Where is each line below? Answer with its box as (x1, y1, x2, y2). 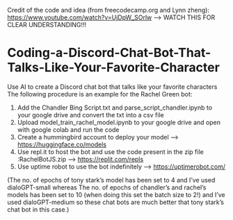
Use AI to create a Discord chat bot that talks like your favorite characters (7, 83, 218, 91)
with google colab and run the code (17, 125, 120, 134)
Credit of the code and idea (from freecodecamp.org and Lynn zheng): (7, 6, 210, 14)
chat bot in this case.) (7, 205, 70, 214)
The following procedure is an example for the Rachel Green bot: (7, 90, 193, 98)
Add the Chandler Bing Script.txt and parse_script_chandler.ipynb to (17, 103, 213, 112)
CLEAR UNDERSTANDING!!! (7, 21, 87, 28)
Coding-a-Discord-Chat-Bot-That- (7, 45, 211, 61)
